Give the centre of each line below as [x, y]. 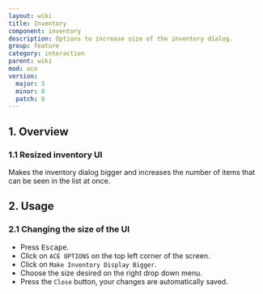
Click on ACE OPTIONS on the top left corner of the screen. [115, 255]
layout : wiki [30, 16]
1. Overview [38, 132]
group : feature [34, 46]
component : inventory [45, 31]
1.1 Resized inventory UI [55, 155]
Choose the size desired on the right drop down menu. [111, 273]
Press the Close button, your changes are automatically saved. [124, 281]
